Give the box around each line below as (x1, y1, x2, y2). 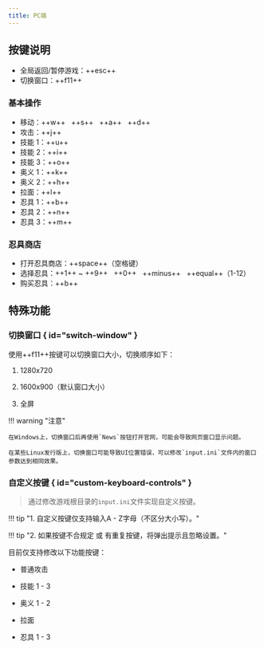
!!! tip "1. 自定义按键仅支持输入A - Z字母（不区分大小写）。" (8, 513, 199, 523)
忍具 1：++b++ (19, 197, 69, 206)
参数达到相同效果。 (8, 457, 62, 465)
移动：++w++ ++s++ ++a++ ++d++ (19, 117, 151, 127)
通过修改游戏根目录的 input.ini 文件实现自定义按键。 (27, 497, 201, 506)
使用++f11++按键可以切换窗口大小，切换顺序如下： (8, 349, 175, 359)
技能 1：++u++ (19, 137, 69, 147)
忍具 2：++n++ (19, 206, 70, 216)
